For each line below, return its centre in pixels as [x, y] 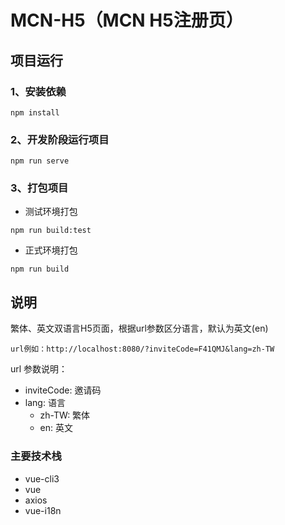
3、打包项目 [39, 188]
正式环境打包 [51, 250]
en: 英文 [56, 428]
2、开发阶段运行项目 [60, 139]
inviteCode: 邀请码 [63, 390]
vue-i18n [43, 510]
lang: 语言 [45, 403]
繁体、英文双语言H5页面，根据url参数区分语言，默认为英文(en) [139, 328]
